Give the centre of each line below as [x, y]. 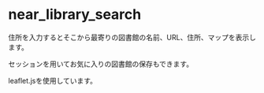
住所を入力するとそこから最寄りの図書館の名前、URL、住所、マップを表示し [132, 37]
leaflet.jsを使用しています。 [52, 80]
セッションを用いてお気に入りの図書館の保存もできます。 [101, 64]
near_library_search [75, 15]
